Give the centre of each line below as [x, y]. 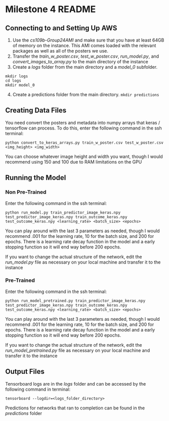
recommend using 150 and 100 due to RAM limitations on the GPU [74, 162]
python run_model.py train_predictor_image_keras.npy [63, 213]
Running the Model [36, 178]
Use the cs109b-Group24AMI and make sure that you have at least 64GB [88, 40]
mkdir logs [17, 76]
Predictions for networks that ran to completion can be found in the [75, 408]
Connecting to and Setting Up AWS [61, 28]
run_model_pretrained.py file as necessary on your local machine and [78, 350]
